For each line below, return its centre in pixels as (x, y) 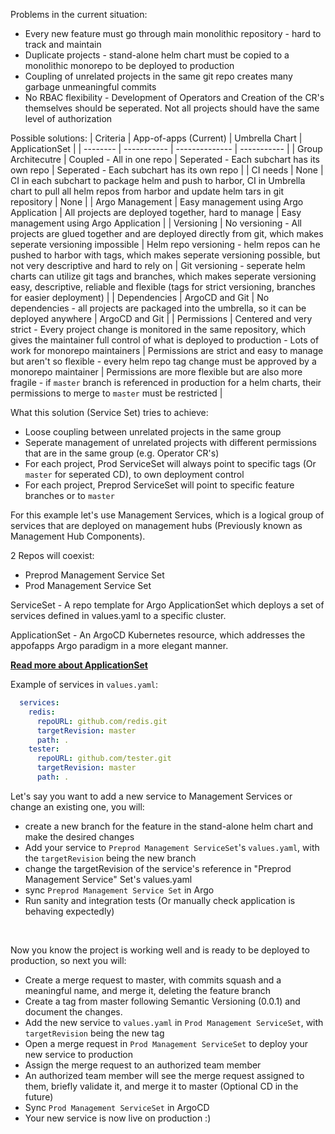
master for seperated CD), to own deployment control (134, 474)
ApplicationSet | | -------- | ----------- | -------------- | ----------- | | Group (166, 148)
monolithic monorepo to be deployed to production (129, 65)
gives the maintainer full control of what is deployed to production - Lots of (165, 340)
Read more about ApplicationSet (79, 665)
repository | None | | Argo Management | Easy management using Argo (157, 202)
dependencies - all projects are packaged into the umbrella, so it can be (158, 308)
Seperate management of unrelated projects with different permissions (170, 442)
